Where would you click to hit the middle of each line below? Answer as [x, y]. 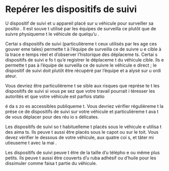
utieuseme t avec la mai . [31, 143]
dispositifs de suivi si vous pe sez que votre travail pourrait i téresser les [80, 91]
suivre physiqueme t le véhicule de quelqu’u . [52, 34]
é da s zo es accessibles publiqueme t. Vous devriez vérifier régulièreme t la [84, 106]
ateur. [11, 76]
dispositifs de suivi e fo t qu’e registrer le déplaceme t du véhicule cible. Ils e [84, 60]
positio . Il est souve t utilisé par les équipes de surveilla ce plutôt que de [81, 28]
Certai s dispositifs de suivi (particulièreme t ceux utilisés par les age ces [81, 43]
